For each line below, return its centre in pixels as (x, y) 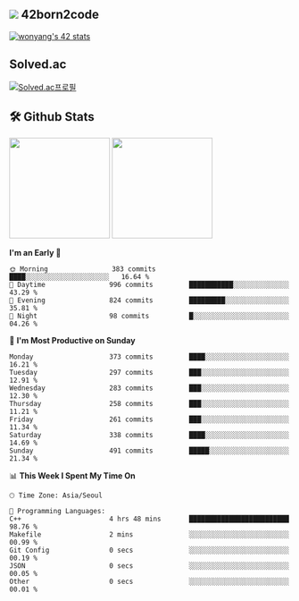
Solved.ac (38, 65)
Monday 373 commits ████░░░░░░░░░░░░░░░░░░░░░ (149, 357)
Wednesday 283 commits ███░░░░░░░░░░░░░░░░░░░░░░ (149, 388)
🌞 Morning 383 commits (83, 269)
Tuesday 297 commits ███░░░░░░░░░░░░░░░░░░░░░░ (149, 373)
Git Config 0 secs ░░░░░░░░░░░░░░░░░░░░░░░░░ (149, 550)
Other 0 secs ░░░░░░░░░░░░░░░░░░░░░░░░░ (149, 582)
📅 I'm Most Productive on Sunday (72, 341)
